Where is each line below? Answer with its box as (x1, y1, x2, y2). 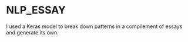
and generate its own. (6, 29, 59, 36)
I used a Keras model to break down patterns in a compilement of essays (6, 23, 183, 30)
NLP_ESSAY (6, 3, 66, 17)
